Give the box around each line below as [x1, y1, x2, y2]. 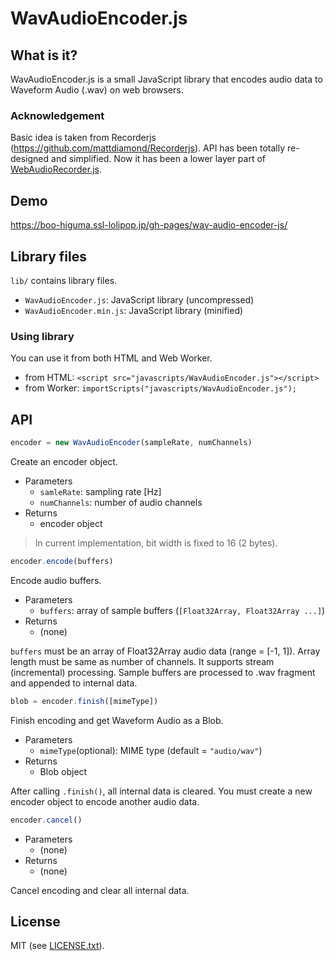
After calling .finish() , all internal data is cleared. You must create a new [10, 785, 313, 797]
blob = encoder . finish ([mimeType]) [10, 696, 159, 706]
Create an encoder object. [10, 455, 118, 467]
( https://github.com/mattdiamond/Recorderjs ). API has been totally [10, 142, 285, 154]
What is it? [10, 47, 78, 64]
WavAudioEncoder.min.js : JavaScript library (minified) [24, 304, 244, 316]
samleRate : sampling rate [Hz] [39, 485, 162, 497]
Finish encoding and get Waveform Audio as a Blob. [10, 714, 224, 726]
